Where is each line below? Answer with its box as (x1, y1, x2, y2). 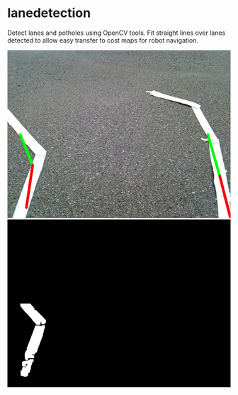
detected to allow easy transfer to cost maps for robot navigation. (7, 36, 198, 44)
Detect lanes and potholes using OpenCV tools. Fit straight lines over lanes (7, 28, 226, 37)
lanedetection (7, 5, 91, 21)
